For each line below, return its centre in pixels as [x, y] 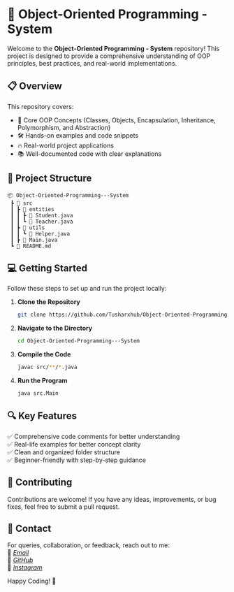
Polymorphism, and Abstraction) [64, 127]
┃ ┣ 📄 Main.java [34, 240]
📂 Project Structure [50, 179]
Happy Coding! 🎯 [32, 581]
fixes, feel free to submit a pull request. [64, 507]
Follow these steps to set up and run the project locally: [87, 289]
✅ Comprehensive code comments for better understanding [94, 436]
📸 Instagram [25, 568]
